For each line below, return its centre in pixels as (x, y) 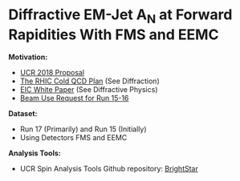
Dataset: (23, 113)
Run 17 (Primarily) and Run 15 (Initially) (83, 129)
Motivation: (28, 57)
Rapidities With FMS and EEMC (114, 34)
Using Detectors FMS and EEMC (73, 137)
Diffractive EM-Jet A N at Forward (120, 16)
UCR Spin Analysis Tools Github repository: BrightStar (109, 168)
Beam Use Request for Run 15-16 (74, 98)
